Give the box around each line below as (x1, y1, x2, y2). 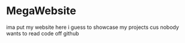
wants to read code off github (6, 29, 79, 37)
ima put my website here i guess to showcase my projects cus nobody (6, 24, 179, 31)
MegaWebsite (6, 4, 76, 18)
